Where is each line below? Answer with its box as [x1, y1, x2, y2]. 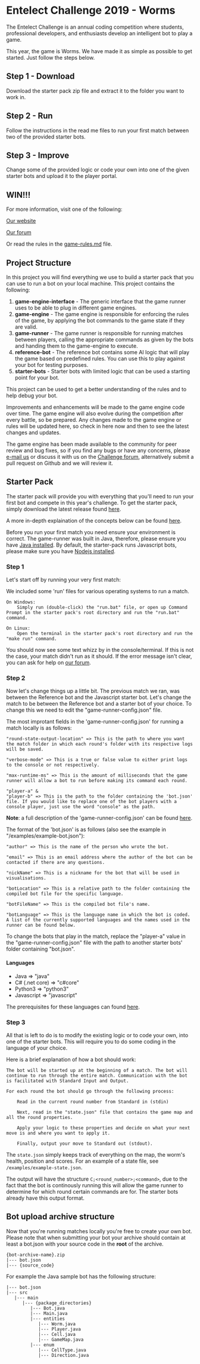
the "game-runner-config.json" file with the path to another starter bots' [6, 939, 183, 946]
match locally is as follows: [6, 724, 73, 732]
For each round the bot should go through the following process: [6, 1088, 174, 1094]
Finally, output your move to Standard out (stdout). [17, 1141, 153, 1147]
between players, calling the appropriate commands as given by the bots [14, 336, 194, 343]
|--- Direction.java [37, 1352, 89, 1358]
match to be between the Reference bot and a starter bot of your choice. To [6, 700, 192, 707]
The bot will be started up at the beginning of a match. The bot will [6, 1067, 187, 1073]
